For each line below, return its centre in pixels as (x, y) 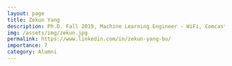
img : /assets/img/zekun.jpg (48, 33)
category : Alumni (32, 52)
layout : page (26, 13)
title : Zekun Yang (33, 20)
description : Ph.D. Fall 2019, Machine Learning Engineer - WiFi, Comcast (117, 26)
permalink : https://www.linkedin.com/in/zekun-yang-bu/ (89, 39)
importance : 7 (28, 45)
